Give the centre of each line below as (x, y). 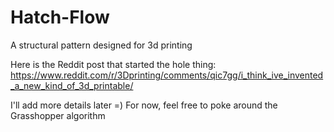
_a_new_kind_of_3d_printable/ (72, 85)
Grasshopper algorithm (58, 115)
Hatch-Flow (60, 17)
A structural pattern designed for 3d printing (101, 45)
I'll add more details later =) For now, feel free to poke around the (144, 105)
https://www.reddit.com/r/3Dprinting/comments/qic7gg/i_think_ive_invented (167, 75)
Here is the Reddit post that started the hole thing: (113, 64)
